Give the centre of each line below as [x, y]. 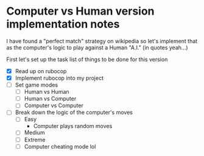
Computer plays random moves [73, 126]
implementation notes [63, 24]
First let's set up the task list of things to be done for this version [87, 59]
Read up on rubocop [41, 71]
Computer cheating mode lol [60, 146]
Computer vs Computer [54, 105]
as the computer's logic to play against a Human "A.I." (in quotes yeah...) [97, 48]
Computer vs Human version [80, 11]
